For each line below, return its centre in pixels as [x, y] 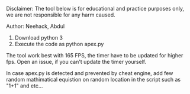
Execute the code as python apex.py [59, 44]
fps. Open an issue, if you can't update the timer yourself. [76, 62]
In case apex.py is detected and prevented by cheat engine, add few [90, 73]
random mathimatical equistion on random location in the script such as [94, 80]
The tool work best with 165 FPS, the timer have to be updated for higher [95, 55]
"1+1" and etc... [25, 86]
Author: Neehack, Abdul [36, 26]
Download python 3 [39, 38]
